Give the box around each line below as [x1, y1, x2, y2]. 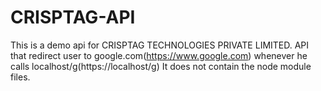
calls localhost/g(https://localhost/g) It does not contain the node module [10, 60, 312, 72]
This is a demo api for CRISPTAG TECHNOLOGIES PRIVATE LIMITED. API [10, 39, 310, 51]
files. [10, 71, 31, 83]
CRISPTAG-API [10, 6, 136, 29]
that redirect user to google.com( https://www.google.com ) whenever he [10, 49, 308, 61]
